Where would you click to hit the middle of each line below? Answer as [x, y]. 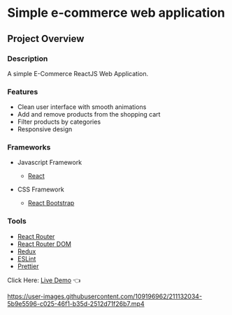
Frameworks [29, 147]
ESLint [27, 258]
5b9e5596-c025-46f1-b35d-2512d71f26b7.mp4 [76, 303]
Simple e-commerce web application [116, 13]
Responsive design [45, 129]
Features [23, 91]
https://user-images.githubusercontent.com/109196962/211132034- [105, 296]
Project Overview [46, 39]
